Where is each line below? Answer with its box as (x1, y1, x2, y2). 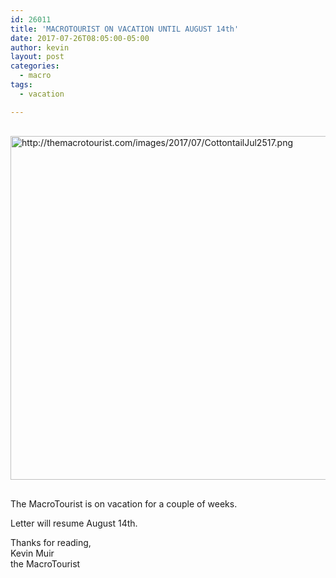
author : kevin (10, 42, 70, 53)
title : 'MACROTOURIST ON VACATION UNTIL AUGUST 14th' (10, 24, 240, 34)
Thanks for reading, (10, 536, 92, 548)
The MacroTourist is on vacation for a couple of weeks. (10, 497, 238, 510)
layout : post (10, 52, 65, 62)
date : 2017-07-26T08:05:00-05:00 (10, 33, 150, 43)
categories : (10, 61, 60, 71)
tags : (10, 80, 33, 90)
